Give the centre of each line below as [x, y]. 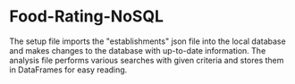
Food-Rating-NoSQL [86, 17]
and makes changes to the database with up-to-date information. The [138, 50]
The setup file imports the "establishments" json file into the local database [147, 41]
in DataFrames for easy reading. [68, 70]
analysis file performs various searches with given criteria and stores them [147, 60]
